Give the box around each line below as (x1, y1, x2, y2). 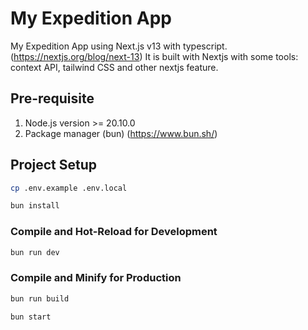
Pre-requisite (10, 90, 95, 107)
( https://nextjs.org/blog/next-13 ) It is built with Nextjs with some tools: (10, 50, 299, 62)
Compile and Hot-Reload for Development (10, 225, 218, 239)
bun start (10, 312, 52, 322)
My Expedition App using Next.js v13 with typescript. (10, 40, 228, 52)
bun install (10, 201, 60, 211)
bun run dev (10, 247, 60, 257)
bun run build (10, 293, 70, 304)
